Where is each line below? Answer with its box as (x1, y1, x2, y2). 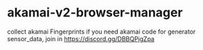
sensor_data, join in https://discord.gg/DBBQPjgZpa (7, 34, 155, 42)
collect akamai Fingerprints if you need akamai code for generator (7, 27, 196, 36)
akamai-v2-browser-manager (7, 5, 183, 21)
